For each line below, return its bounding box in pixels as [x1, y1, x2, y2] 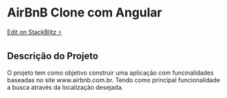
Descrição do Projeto [7, 50, 98, 62]
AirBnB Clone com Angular [7, 5, 163, 21]
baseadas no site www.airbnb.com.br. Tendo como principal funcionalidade [7, 75, 220, 84]
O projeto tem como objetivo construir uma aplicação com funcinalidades [7, 69, 214, 77]
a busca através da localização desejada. [7, 83, 124, 91]
